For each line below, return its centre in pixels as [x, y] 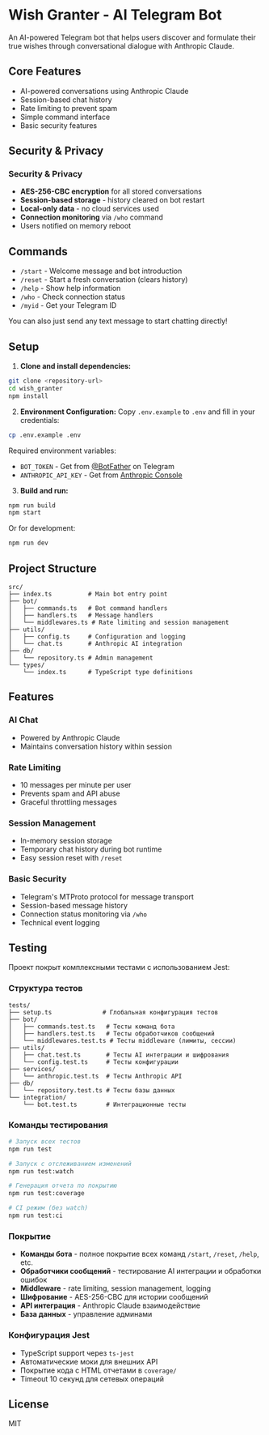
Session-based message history [74, 905]
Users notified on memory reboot [76, 226]
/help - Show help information [70, 288]
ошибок [34, 1280]
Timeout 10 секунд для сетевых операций [92, 1378]
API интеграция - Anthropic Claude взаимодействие [110, 1305]
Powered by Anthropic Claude [70, 737]
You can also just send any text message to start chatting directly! [118, 321]
